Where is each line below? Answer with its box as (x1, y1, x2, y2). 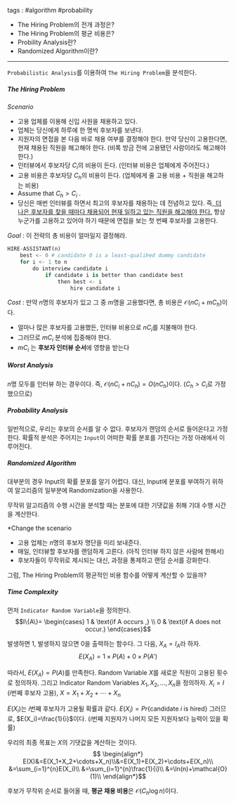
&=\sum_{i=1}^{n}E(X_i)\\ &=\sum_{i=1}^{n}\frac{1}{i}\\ (8, 765, 164, 773)
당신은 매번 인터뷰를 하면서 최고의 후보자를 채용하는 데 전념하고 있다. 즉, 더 (17, 199, 222, 207)
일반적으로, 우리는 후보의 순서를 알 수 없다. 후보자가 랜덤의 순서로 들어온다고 (7, 425, 216, 433)
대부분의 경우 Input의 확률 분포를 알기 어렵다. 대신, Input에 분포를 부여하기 (7, 477, 211, 486)
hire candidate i (70, 285, 121, 292)
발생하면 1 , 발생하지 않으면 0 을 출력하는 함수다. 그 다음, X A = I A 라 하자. (7, 640, 202, 649)
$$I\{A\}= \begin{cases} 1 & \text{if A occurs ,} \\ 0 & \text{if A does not (15, 618, 221, 626)
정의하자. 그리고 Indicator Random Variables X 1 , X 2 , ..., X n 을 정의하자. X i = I (14, 678, 225, 688)
